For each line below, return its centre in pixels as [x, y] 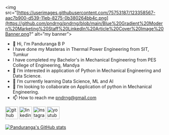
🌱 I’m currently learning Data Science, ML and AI [63, 81]
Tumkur [20, 54]
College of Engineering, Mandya [46, 65]
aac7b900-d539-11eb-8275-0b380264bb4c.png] [57, 18]
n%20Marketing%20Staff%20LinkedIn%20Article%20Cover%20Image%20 [84, 29]
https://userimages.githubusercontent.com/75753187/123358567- [87, 13]
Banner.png [17, 34]
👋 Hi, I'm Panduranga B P [39, 44]
